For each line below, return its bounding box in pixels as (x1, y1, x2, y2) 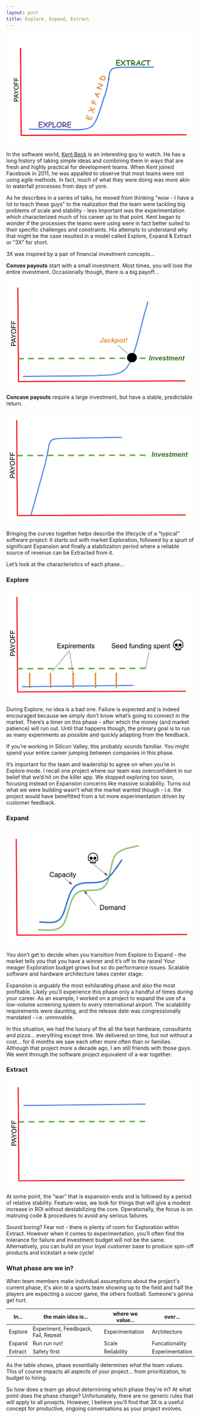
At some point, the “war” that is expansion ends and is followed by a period (6, 1193, 191, 1200)
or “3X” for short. (6, 239, 49, 246)
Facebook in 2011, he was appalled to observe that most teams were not (6, 170, 184, 177)
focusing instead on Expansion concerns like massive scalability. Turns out (6, 780, 191, 787)
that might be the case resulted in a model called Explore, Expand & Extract (6, 232, 192, 239)
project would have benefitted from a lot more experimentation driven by (6, 793, 185, 800)
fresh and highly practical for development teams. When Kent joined (6, 163, 175, 170)
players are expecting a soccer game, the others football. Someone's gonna (6, 1290, 193, 1297)
